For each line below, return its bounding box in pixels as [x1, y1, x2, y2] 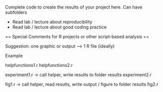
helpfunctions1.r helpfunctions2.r [5, 62, 73, 68]
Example [5, 53, 23, 59]
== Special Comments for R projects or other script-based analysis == [5, 34, 150, 39]
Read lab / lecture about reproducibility [12, 19, 93, 25]
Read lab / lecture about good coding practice [12, 24, 107, 30]
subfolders [5, 9, 27, 15]
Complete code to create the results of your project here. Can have [5, 4, 143, 10]
